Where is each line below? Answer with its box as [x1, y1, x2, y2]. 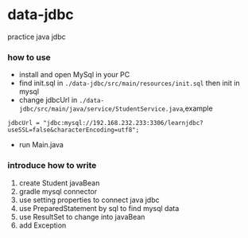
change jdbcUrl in [18, 96, 78, 105]
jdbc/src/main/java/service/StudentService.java [18, 105, 184, 113]
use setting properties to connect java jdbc [18, 195, 160, 205]
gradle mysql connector [18, 186, 97, 196]
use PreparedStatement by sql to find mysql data [18, 203, 180, 213]
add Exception [18, 220, 67, 230]
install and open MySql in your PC [18, 70, 130, 80]
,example [183, 103, 213, 113]
